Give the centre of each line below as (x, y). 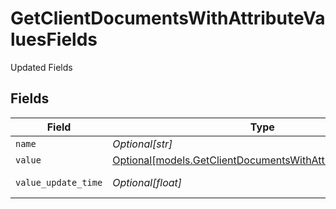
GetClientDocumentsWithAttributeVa (168, 18)
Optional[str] (142, 144)
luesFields (54, 39)
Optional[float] (147, 182)
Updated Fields (41, 67)
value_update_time (59, 182)
